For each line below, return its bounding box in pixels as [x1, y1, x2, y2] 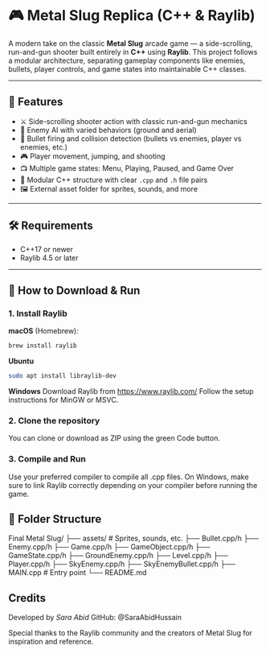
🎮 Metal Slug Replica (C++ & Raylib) [8, 6, 256, 25]
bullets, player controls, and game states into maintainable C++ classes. [8, 64, 247, 73]
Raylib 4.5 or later [19, 253, 79, 263]
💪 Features [8, 95, 63, 109]
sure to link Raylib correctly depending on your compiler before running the [8, 480, 258, 490]
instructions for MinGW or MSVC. [8, 395, 119, 404]
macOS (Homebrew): [8, 326, 79, 336]
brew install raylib [8, 341, 78, 350]
